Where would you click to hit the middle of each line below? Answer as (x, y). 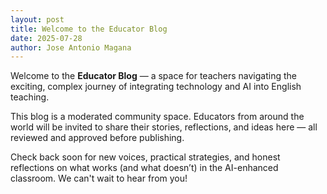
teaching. (30, 97)
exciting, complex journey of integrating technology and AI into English (156, 87)
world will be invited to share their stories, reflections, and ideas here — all (164, 127)
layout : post (37, 19)
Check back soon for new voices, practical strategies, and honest (145, 157)
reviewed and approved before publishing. (97, 138)
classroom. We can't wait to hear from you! (99, 178)
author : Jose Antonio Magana (71, 47)
